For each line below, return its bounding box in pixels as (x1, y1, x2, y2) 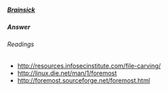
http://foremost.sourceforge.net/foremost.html (17, 76, 151, 84)
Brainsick (7, 6, 35, 14)
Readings (7, 40, 35, 48)
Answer (7, 23, 31, 31)
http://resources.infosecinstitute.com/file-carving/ (17, 61, 161, 70)
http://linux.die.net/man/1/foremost (17, 69, 117, 77)
